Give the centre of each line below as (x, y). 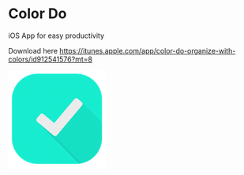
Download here (33, 50)
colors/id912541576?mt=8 (51, 59)
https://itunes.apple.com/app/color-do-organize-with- (147, 50)
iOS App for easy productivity (56, 35)
